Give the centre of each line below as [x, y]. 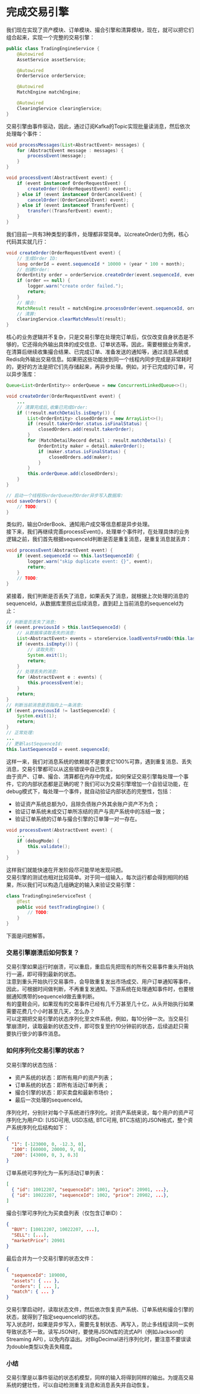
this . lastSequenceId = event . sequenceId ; [58, 749]
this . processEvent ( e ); [56, 683]
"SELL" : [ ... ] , [30, 1235]
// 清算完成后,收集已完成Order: [52, 407]
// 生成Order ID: [37, 258]
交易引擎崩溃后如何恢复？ [43, 952]
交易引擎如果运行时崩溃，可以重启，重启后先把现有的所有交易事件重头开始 [97, 967]
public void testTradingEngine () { [61, 907]
